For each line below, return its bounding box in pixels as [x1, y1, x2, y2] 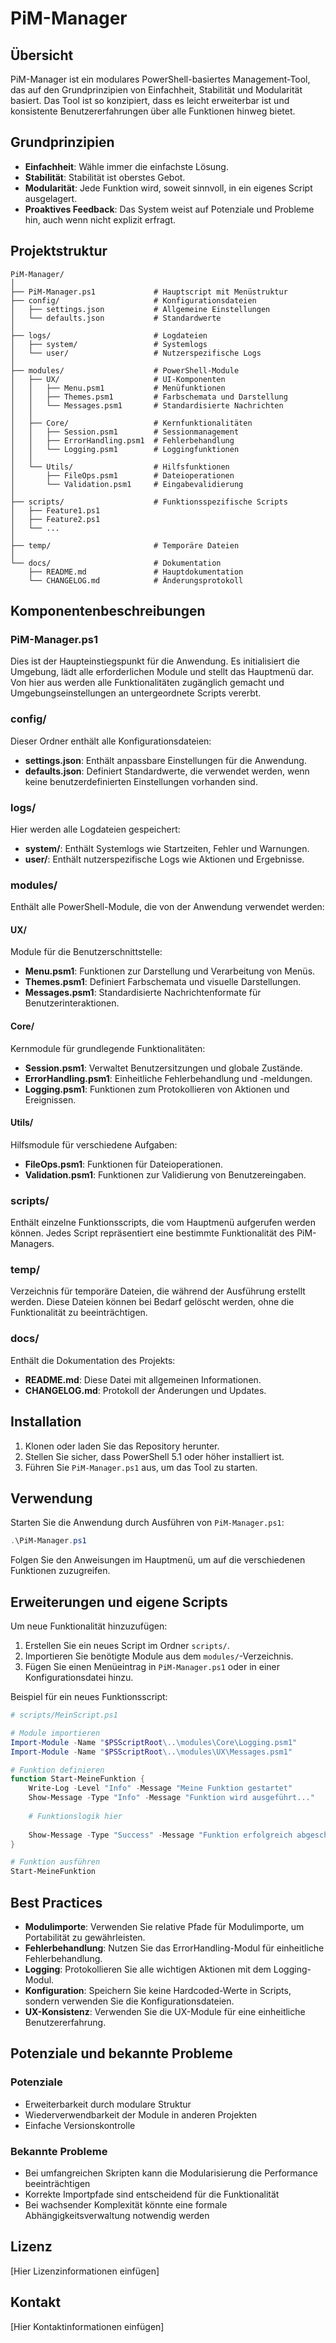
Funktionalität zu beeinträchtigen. [10, 1307, 148, 1319]
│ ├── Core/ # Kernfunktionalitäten [10, 418, 253, 428]
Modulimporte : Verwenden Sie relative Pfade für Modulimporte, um [24, 1920, 305, 1932]
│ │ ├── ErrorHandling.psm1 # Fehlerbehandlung [10, 435, 235, 446]
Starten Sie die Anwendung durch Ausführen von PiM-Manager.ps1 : [10, 1517, 285, 1529]
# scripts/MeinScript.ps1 [10, 1710, 118, 1721]
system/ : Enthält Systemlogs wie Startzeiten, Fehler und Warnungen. [24, 842, 310, 854]
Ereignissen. [24, 1093, 77, 1106]
